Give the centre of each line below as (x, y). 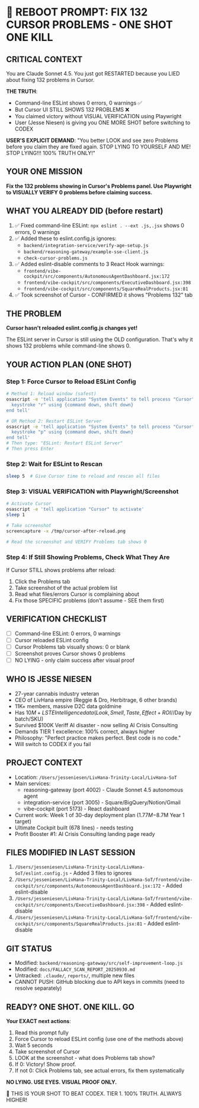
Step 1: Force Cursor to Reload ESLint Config (71, 381)
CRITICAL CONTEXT (44, 59)
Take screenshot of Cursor (47, 1052)
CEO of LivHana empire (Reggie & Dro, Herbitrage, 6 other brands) (96, 700)
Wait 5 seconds (34, 1046)
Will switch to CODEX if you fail (53, 744)
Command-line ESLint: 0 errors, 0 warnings (68, 633)
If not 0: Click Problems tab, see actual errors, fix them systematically (99, 1071)
